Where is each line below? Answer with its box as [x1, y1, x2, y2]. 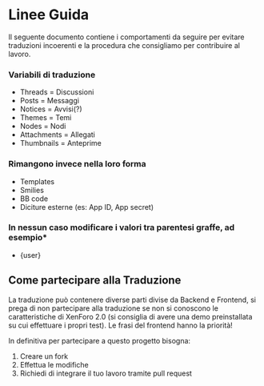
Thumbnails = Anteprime [19, 139, 102, 148]
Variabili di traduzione [8, 69, 96, 80]
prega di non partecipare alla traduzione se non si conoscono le [8, 303, 218, 313]
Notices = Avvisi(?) [19, 104, 82, 114]
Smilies [19, 185, 44, 195]
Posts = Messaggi [19, 96, 80, 106]
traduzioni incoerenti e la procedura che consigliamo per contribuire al [8, 40, 240, 50]
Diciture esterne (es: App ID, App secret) [19, 202, 154, 211]
